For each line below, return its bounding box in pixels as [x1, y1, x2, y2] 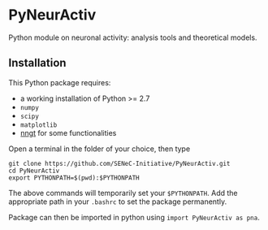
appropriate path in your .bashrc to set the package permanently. [8, 197, 227, 206]
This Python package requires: [8, 77, 111, 87]
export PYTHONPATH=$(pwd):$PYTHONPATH [8, 173, 140, 182]
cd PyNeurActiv [8, 167, 60, 175]
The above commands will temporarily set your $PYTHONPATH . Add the [8, 188, 238, 197]
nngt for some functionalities [19, 128, 117, 137]
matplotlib [19, 120, 58, 129]
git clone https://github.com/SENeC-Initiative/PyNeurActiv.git [8, 159, 231, 167]
